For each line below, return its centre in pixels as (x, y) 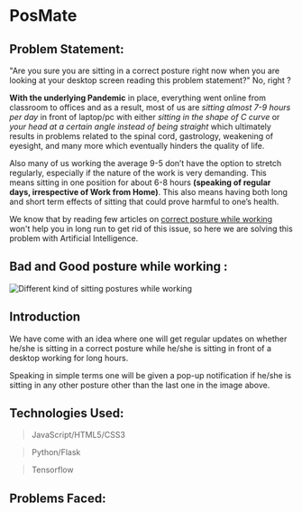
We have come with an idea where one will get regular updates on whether (148, 339)
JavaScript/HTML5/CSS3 (78, 435)
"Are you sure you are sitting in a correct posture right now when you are (145, 70)
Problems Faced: (58, 498)
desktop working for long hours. (69, 358)
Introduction (45, 317)
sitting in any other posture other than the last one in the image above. (140, 385)
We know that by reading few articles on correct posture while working (141, 219)
